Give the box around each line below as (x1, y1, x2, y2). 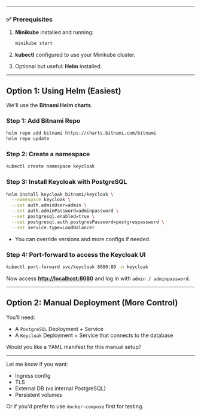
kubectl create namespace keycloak (6, 163, 95, 169)
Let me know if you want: (6, 360, 69, 368)
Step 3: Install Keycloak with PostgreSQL (6, 178, 127, 186)
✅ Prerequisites (6, 15, 53, 23)
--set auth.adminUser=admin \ (11, 202, 87, 208)
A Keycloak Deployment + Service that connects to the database (14, 332, 173, 339)
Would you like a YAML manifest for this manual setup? (6, 343, 142, 350)
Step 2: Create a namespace (6, 150, 90, 158)
